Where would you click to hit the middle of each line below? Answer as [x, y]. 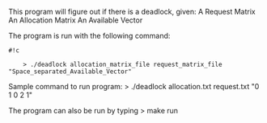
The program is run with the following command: [89, 36]
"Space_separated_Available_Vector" [70, 72]
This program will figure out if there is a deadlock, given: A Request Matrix [132, 12]
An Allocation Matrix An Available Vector [76, 20]
